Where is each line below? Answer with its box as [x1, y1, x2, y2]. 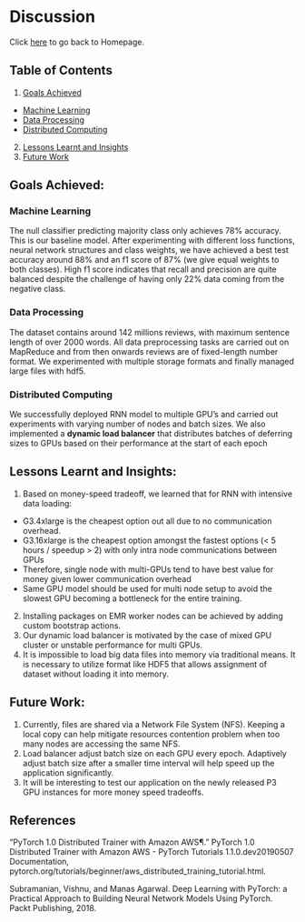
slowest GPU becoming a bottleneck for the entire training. [22, 593, 242, 604]
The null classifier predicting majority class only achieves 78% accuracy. [9, 225, 281, 236]
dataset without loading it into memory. [22, 668, 170, 679]
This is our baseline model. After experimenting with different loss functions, [9, 235, 295, 246]
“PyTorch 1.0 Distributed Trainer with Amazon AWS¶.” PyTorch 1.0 [9, 837, 255, 847]
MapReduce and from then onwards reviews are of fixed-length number [9, 346, 279, 356]
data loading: [22, 497, 73, 508]
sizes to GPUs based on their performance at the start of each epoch [9, 438, 268, 449]
